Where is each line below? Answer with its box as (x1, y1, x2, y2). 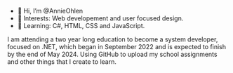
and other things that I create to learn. (7, 58, 117, 66)
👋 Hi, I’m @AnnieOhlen (17, 7, 84, 15)
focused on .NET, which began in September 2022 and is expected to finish (7, 43, 227, 51)
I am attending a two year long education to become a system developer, (7, 35, 218, 44)
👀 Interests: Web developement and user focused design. (17, 14, 184, 22)
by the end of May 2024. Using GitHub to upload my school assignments (7, 50, 218, 58)
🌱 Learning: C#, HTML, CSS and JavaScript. (17, 22, 145, 29)
